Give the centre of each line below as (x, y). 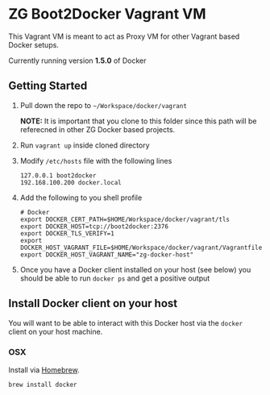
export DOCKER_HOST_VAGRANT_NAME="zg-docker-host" (107, 255)
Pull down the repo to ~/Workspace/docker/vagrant (104, 105)
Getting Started (48, 86)
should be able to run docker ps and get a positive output (115, 278)
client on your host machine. (56, 331)
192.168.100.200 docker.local (71, 182)
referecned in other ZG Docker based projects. (98, 129)
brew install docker (43, 385)
